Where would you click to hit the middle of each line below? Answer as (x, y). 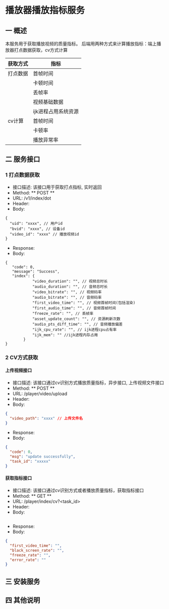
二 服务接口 (23, 159)
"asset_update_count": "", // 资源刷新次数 (76, 319)
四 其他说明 (23, 600)
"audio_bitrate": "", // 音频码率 (67, 297)
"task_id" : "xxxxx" (30, 461)
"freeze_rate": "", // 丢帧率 (63, 313)
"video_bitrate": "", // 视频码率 (67, 292)
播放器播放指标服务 (45, 10)
